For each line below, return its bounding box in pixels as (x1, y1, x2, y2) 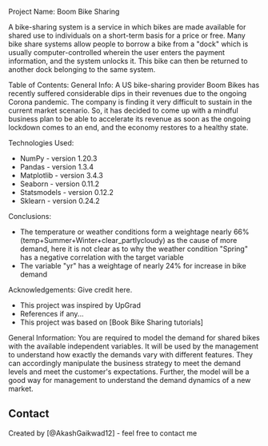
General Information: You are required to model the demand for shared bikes (8, 333, 260, 342)
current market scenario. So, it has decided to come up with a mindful (8, 106, 238, 115)
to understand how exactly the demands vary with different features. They (8, 350, 254, 359)
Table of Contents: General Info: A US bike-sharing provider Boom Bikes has (8, 80, 260, 90)
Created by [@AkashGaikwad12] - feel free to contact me (8, 428, 198, 438)
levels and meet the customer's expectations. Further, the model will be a (8, 367, 250, 376)
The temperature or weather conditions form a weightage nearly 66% (19, 227, 250, 237)
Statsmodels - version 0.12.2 (19, 188, 114, 197)
